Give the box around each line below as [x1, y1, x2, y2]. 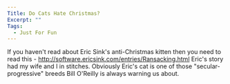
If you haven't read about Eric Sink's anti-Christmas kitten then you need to [7, 48, 222, 56]
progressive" [7, 70, 44, 78]
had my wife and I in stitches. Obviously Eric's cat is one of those [7, 62, 193, 70]
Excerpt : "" [7, 16, 41, 23]
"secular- [193, 62, 220, 70]
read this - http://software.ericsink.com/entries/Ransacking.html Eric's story [7, 55, 224, 64]
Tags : [7, 23, 23, 29]
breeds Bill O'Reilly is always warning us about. [44, 70, 180, 78]
